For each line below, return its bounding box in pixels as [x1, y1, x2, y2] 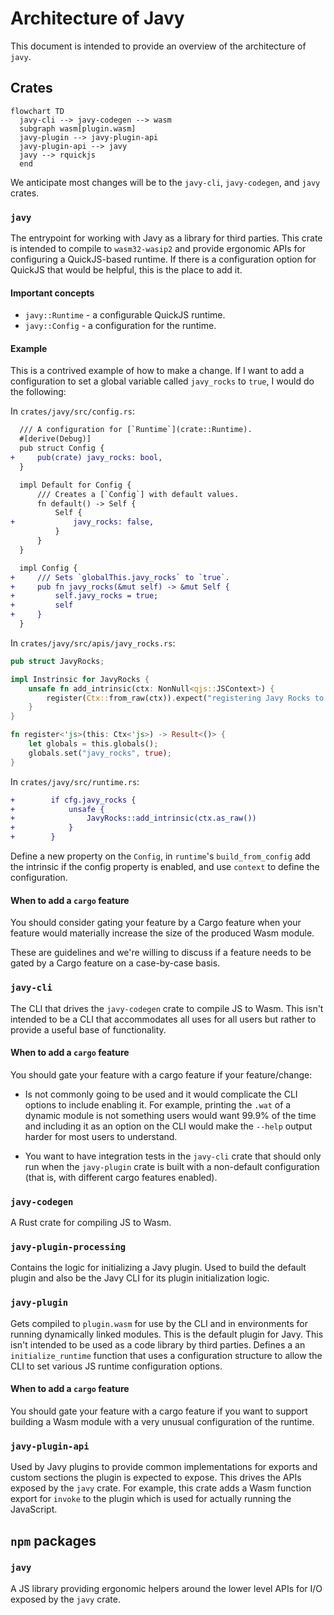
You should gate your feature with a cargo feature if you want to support [10, 1405, 308, 1417]
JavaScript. [10, 1503, 58, 1516]
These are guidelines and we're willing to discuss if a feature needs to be [10, 947, 312, 959]
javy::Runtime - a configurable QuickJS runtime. [24, 309, 226, 321]
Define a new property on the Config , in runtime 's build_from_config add [10, 850, 311, 862]
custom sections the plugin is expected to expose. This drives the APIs [10, 1472, 302, 1484]
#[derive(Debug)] [19, 434, 92, 444]
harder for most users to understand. [24, 1130, 178, 1142]
